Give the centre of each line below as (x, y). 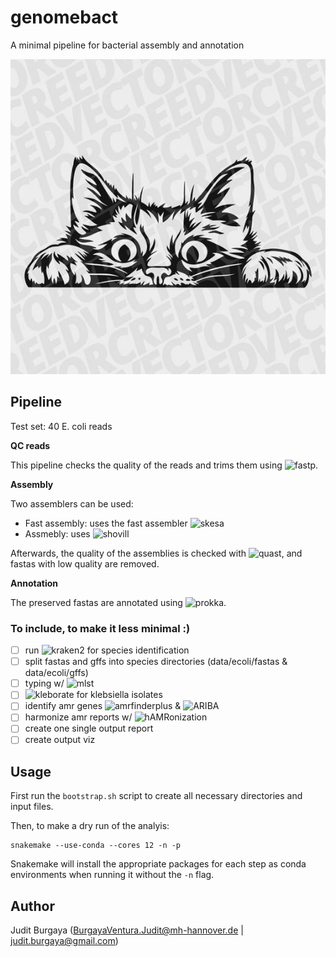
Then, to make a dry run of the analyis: (90, 826)
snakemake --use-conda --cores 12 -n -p (96, 846)
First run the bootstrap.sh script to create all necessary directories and (156, 796)
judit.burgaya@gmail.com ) (64, 941)
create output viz (60, 740)
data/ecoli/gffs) (56, 673)
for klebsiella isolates (119, 695)
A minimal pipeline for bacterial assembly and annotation (127, 45)
